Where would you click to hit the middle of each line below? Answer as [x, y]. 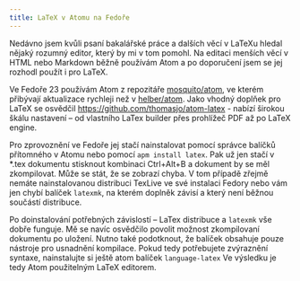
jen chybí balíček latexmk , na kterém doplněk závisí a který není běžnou [141, 192]
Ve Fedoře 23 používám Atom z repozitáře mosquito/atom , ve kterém [137, 89]
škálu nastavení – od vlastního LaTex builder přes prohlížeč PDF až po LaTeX [150, 118]
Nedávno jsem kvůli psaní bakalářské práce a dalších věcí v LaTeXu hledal [146, 43]
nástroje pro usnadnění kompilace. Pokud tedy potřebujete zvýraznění [139, 248]
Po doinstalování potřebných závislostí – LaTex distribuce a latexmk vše [141, 219]
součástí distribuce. [46, 202]
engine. [23, 127]
